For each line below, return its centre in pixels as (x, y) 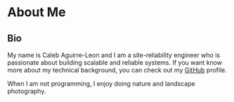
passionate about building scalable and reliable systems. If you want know (115, 63)
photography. (27, 91)
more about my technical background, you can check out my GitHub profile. (117, 70)
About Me (37, 12)
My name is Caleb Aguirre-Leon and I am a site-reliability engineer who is (113, 55)
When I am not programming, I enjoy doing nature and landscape (101, 84)
